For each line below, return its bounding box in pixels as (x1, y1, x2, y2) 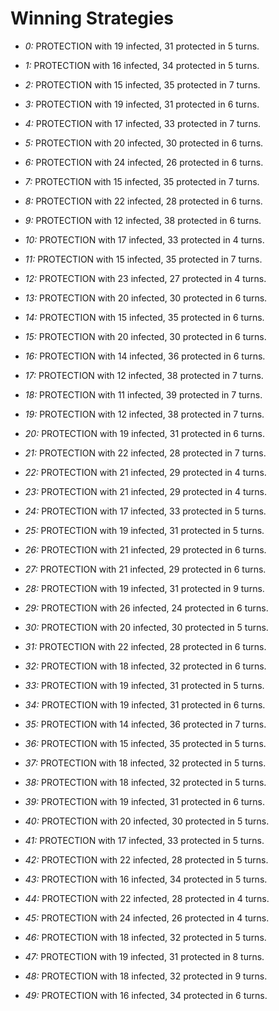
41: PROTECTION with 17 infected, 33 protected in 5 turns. (24, 834, 265, 846)
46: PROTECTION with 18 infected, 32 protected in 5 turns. (24, 931, 267, 943)
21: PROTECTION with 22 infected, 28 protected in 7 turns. (24, 447, 267, 459)
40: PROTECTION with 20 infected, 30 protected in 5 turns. (24, 815, 270, 827)
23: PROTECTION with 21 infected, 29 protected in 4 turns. (24, 485, 267, 497)
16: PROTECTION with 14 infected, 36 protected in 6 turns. (24, 350, 266, 362)
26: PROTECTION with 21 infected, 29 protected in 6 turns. (24, 543, 267, 556)
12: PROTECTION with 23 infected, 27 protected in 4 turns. (24, 272, 267, 284)
